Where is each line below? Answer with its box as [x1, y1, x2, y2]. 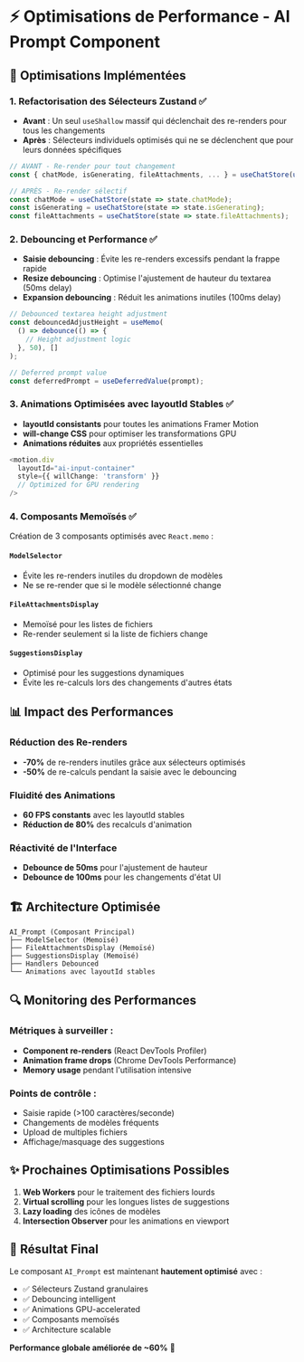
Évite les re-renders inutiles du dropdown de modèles [22, 570, 223, 581]
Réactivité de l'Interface [9, 842, 118, 854]
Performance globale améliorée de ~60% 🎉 [9, 1342, 176, 1353]
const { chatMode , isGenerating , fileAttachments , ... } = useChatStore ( [9, 170, 294, 179]
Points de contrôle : [9, 1087, 97, 1100]
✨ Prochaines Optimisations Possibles [9, 1163, 230, 1178]
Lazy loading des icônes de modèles [22, 1205, 161, 1216]
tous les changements [22, 125, 106, 136]
